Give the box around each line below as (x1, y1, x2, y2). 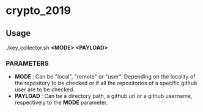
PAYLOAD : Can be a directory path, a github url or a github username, (14, 93, 193, 100)
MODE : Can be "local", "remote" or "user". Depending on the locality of (14, 73, 196, 80)
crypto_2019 (6, 4, 72, 18)
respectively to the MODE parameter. (14, 99, 108, 107)
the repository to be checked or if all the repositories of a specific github (14, 80, 197, 87)
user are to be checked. (14, 86, 75, 93)
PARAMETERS (6, 59, 49, 68)
